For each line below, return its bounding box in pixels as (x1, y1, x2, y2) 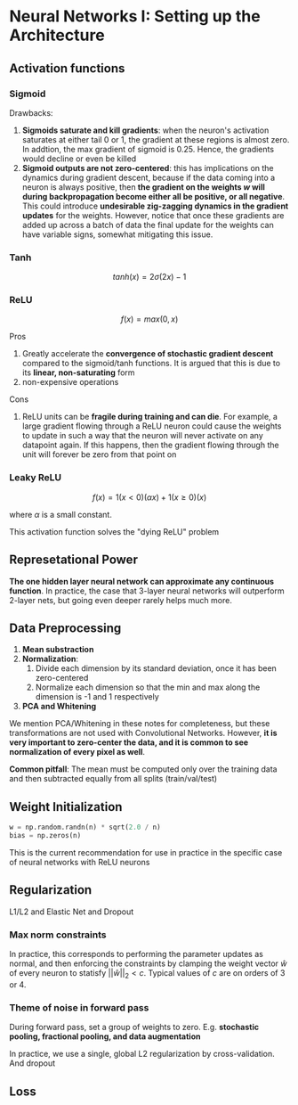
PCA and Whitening (21, 701, 97, 712)
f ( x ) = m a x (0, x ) (120, 314, 179, 324)
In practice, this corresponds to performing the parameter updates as (9, 949, 264, 960)
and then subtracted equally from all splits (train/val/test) (9, 773, 218, 784)
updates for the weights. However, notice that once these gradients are (21, 209, 285, 220)
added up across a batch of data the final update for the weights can (21, 219, 274, 230)
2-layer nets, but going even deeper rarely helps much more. (9, 594, 233, 605)
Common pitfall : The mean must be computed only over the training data (9, 764, 278, 774)
